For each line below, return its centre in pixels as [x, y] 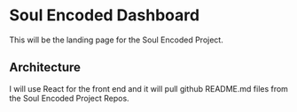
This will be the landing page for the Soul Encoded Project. [116, 40]
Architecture [45, 67]
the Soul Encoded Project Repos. [70, 98]
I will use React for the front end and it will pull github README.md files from [148, 88]
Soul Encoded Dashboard [105, 15]
